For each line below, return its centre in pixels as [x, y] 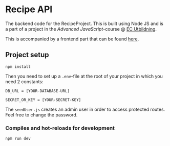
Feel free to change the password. [41, 115]
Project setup [27, 55]
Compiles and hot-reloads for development [60, 128]
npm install [18, 67]
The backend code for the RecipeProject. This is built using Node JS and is [84, 23]
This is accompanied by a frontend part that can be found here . [72, 39]
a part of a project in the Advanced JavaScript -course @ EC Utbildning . [81, 29]
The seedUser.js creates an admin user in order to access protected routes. [85, 109]
